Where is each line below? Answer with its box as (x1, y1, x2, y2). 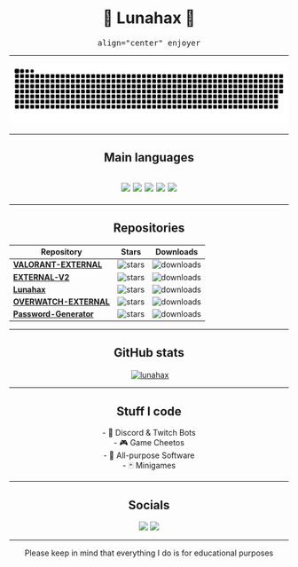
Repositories (113, 221, 185, 236)
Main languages (103, 150, 195, 165)
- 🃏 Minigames (122, 461, 176, 471)
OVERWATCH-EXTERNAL (12, 296, 111, 307)
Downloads (154, 247, 199, 257)
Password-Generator (12, 309, 95, 319)
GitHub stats (114, 345, 184, 360)
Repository (40, 247, 82, 257)
